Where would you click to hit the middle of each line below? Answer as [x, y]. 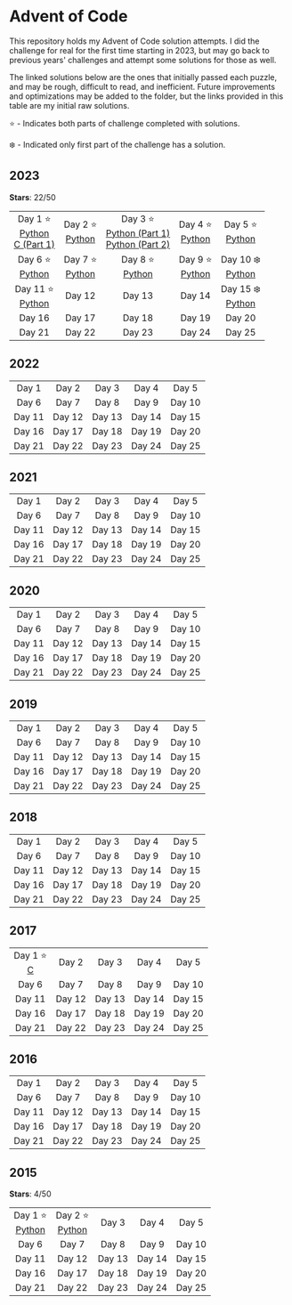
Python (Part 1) [138, 233]
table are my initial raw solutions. [69, 105]
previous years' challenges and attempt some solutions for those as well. [143, 60]
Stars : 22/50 [32, 197]
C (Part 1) [34, 244]
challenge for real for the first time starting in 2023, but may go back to [139, 50]
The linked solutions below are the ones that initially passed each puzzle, [143, 77]
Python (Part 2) [138, 244]
